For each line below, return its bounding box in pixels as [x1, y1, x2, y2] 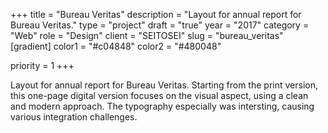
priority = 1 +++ [10, 60, 75, 71]
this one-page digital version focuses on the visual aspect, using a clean [10, 90, 309, 101]
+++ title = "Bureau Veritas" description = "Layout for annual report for [10, 9, 302, 20]
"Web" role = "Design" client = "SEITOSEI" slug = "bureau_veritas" [10, 30, 284, 41]
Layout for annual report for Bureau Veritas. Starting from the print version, [10, 79, 318, 91]
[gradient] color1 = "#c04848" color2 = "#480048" [10, 40, 222, 52]
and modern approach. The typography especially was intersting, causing [10, 100, 315, 112]
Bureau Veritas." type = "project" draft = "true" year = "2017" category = [10, 19, 310, 31]
